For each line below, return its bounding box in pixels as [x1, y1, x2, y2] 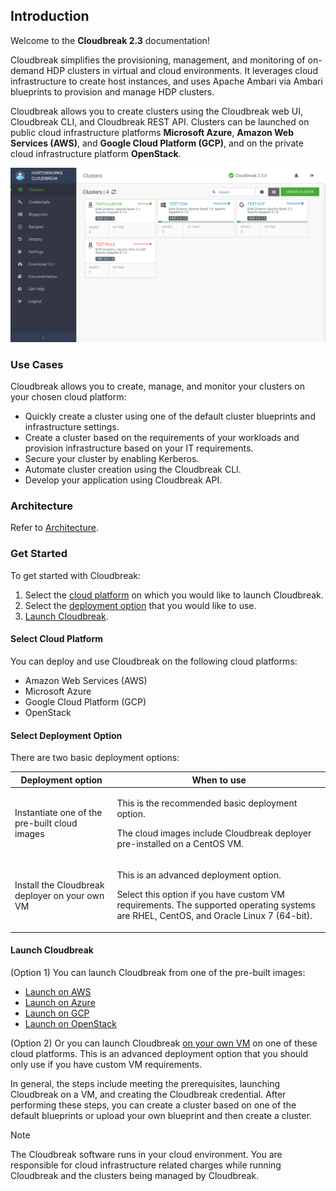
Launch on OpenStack [24, 1017, 117, 1029]
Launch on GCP [24, 1007, 90, 1019]
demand [10, 64, 45, 76]
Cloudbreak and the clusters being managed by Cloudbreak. [10, 1169, 260, 1181]
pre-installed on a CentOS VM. [116, 837, 244, 849]
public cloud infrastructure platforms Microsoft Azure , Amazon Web [10, 126, 295, 138]
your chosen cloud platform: [10, 391, 127, 403]
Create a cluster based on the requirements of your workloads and [24, 432, 300, 444]
